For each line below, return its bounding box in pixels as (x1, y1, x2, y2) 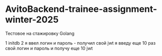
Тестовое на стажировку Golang (5, 30, 75, 36)
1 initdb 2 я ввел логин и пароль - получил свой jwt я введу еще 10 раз (5, 40, 156, 46)
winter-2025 (5, 14, 59, 25)
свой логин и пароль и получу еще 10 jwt (5, 45, 93, 51)
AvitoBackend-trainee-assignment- (5, 3, 157, 15)
